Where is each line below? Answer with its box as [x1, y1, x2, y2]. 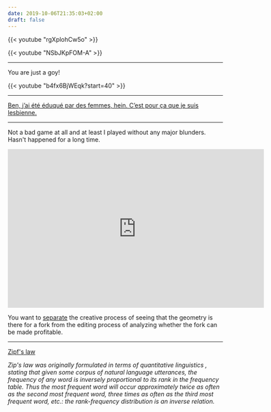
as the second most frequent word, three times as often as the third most [8, 389, 214, 398]
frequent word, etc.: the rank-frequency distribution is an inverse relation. [8, 397, 215, 405]
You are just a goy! [8, 68, 61, 76]
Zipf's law [8, 347, 36, 356]
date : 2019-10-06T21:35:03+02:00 [8, 10, 103, 17]
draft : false [8, 16, 45, 23]
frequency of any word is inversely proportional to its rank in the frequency [8, 375, 219, 383]
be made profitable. [8, 328, 63, 336]
